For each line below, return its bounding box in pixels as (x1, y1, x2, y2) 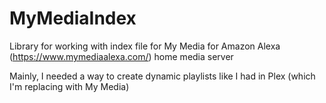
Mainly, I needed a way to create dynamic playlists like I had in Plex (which (9, 70, 316, 82)
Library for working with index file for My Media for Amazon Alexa (9, 40, 281, 52)
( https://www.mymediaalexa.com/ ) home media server (9, 50, 234, 62)
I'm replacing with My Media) (9, 80, 130, 92)
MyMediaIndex (9, 7, 137, 30)
